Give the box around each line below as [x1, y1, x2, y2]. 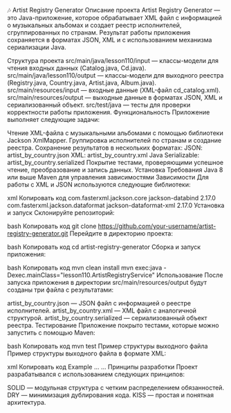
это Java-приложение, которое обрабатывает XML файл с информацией [7, 14, 223, 21]
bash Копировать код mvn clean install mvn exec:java [7, 263, 163, 272]
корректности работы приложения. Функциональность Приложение [7, 108, 210, 116]
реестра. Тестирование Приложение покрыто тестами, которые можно [7, 322, 219, 329]
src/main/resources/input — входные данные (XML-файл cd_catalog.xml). [7, 86, 221, 94]
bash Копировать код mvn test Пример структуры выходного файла [7, 342, 208, 350]
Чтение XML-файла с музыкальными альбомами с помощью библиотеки [7, 129, 223, 137]
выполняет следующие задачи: [7, 116, 100, 123]
